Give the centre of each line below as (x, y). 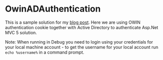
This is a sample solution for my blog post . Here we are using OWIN (73, 22)
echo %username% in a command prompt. (45, 52)
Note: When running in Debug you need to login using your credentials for (79, 42)
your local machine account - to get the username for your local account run (82, 47)
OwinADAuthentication (53, 9)
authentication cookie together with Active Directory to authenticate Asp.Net (82, 27)
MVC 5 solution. (21, 32)
